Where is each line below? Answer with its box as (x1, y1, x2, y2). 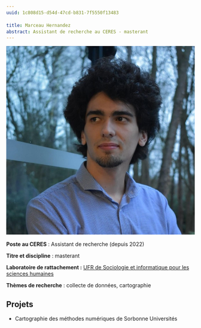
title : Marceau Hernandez (6, 22, 71, 28)
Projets (6, 299, 34, 309)
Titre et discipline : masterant (6, 252, 80, 260)
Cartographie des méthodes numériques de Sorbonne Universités (14, 315, 178, 323)
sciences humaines (6, 270, 54, 278)
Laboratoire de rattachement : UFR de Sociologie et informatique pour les (6, 264, 190, 271)
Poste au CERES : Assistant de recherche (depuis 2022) (6, 241, 145, 248)
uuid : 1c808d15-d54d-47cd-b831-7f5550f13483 (6, 10, 119, 16)
